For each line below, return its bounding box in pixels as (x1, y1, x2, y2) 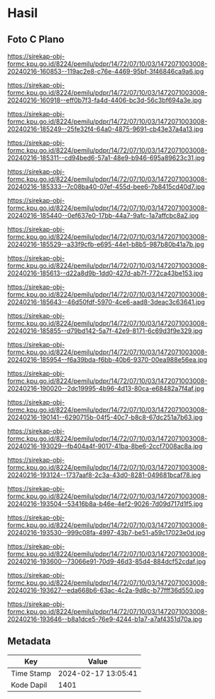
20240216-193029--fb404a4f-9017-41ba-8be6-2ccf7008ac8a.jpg (7, 442, 203, 450)
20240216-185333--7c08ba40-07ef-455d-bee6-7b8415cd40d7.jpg (7, 182, 205, 191)
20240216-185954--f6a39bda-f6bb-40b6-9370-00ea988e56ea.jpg (7, 356, 208, 363)
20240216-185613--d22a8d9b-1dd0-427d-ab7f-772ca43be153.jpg (7, 269, 204, 277)
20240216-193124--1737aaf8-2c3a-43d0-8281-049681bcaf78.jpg (7, 470, 201, 479)
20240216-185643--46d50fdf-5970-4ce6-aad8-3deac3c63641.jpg (7, 298, 206, 306)
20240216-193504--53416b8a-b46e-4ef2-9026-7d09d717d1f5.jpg (7, 500, 204, 508)
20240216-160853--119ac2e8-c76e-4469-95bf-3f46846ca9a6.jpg (7, 67, 204, 75)
